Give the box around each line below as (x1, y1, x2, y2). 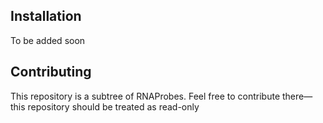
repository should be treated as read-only (27, 100, 200, 113)
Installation (10, 8, 82, 25)
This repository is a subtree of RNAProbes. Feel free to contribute (10, 90, 281, 102)
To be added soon (10, 34, 86, 46)
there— (282, 90, 313, 102)
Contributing (10, 64, 92, 81)
